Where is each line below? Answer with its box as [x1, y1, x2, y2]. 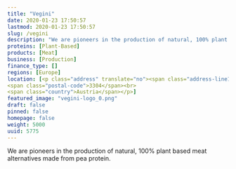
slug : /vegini [7, 29, 49, 37]
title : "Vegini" [7, 10, 55, 18]
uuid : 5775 [7, 128, 39, 135]
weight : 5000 [7, 121, 46, 128]
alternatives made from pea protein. [7, 154, 111, 163]
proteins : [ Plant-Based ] [7, 43, 80, 50]
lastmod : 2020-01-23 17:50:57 [7, 23, 96, 30]
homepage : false [7, 114, 55, 121]
